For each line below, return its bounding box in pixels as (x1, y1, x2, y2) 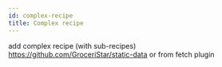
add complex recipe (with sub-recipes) (8, 41, 137, 50)
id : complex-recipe (8, 11, 73, 20)
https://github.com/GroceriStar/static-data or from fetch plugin (8, 49, 215, 59)
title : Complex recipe (8, 19, 84, 27)
